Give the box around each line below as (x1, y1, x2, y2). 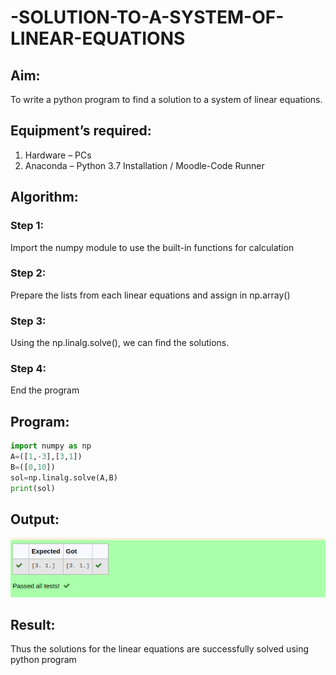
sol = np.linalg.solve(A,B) (10, 472, 118, 483)
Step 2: (10, 266, 47, 280)
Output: (10, 511, 60, 528)
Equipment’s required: (10, 122, 152, 140)
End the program (10, 384, 80, 396)
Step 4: (10, 362, 47, 376)
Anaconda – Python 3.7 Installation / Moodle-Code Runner (24, 159, 265, 171)
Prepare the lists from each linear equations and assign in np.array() (10, 289, 291, 301)
